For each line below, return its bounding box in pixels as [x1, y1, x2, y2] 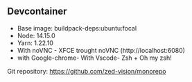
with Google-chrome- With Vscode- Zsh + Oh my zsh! [17, 54, 172, 62]
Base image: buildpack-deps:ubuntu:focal [17, 24, 137, 32]
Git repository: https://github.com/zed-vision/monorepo [7, 67, 166, 75]
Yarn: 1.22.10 [17, 38, 54, 47]
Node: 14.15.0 [17, 31, 55, 40]
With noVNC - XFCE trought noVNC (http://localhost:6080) [17, 46, 186, 54]
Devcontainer [7, 6, 67, 17]
